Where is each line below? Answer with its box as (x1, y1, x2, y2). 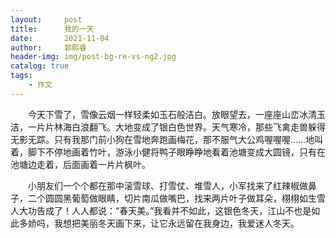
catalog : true (10, 61, 70, 71)
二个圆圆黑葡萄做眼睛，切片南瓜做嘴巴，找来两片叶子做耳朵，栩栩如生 (27, 192, 317, 204)
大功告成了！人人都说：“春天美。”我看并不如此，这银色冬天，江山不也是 (18, 204, 312, 216)
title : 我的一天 (10, 24, 95, 34)
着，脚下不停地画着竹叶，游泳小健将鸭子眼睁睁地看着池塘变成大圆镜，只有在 (10, 146, 326, 158)
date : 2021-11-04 (10, 33, 110, 43)
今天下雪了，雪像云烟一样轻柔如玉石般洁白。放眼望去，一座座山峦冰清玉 (27, 108, 326, 120)
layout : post (10, 14, 83, 25)
